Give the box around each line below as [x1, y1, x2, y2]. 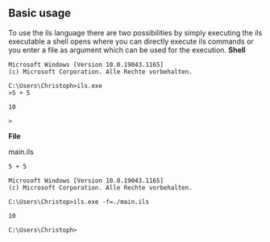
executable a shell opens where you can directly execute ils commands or [8, 36, 254, 46]
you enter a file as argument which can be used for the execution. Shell [8, 44, 246, 55]
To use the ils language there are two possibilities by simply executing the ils [8, 27, 263, 37]
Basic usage [8, 6, 71, 20]
